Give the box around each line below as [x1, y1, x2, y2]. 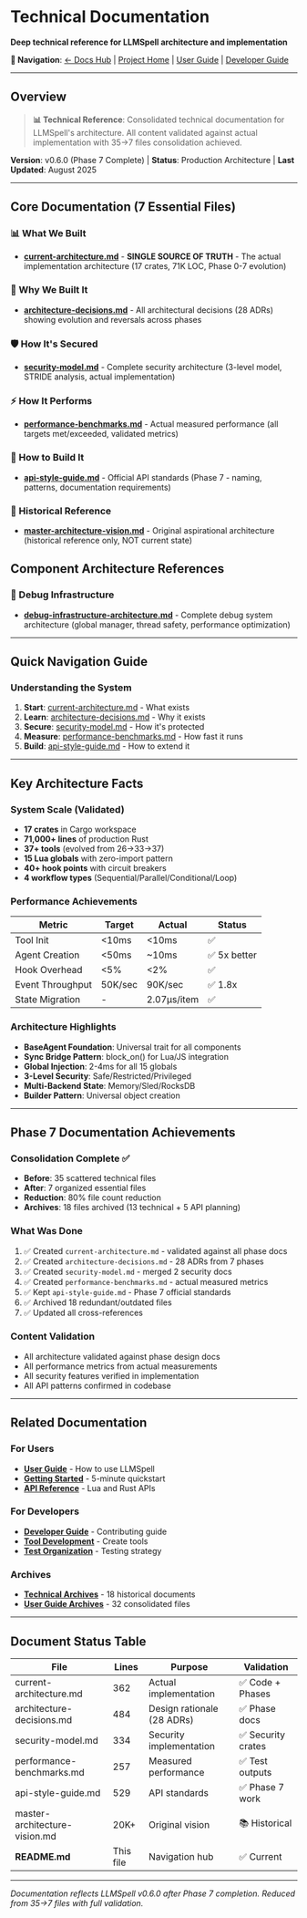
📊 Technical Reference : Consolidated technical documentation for [32, 114, 285, 125]
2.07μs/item [146, 993, 200, 1006]
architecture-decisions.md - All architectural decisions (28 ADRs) [23, 304, 274, 316]
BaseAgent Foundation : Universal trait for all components [23, 1042, 241, 1052]
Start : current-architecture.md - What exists [23, 702, 190, 713]
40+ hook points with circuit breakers [23, 862, 167, 873]
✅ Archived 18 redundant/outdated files [23, 1297, 172, 1308]
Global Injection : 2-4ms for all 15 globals [23, 1061, 178, 1072]
